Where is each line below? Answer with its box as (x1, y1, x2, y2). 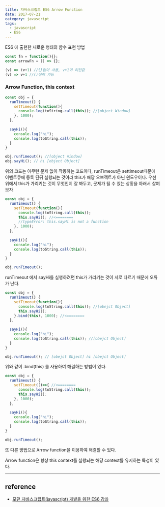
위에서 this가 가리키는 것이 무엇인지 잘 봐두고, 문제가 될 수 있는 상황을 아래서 (5, 181, 151, 187)
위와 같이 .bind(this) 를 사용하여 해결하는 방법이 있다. (5, 364, 107, 370)
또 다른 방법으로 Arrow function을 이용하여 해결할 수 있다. (5, 446, 116, 453)
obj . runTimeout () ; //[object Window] (5, 154, 82, 159)
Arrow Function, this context (5, 84, 75, 91)
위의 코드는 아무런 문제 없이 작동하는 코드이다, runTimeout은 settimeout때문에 (5, 168, 156, 174)
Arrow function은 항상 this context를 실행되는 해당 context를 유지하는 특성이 (5, 457, 154, 463)
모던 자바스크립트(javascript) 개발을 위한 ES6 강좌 (12, 496, 109, 502)
